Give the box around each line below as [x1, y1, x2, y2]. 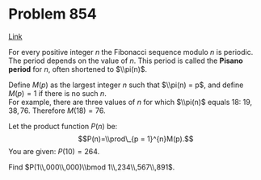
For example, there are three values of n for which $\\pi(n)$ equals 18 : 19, [8, 97, 253, 107]
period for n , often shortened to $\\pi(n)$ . [8, 64, 148, 73]
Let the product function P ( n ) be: [8, 121, 118, 131]
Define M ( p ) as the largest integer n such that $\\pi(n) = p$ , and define [8, 80, 244, 90]
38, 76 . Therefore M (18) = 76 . [8, 106, 107, 115]
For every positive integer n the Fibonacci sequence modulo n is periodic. [8, 47, 254, 57]
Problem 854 [8, 5, 97, 23]
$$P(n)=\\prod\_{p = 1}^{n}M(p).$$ [78, 134, 194, 144]
